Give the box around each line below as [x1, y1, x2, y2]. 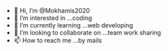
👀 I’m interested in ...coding [13, 14, 92, 22]
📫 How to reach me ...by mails [13, 37, 102, 44]
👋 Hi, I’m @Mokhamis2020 [13, 7, 90, 14]
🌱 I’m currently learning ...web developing [13, 21, 133, 29]
